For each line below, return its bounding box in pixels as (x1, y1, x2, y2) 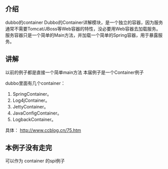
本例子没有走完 (5, 144, 52, 152)
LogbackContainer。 (12, 116, 56, 122)
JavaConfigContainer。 (12, 110, 62, 116)
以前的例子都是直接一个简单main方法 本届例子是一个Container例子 (5, 69, 144, 75)
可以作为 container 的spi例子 (5, 158, 65, 164)
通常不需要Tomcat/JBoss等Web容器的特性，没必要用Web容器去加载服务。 (5, 25, 161, 32)
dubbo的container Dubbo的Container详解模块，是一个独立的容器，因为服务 (5, 19, 163, 25)
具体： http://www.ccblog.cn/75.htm (5, 127, 81, 133)
